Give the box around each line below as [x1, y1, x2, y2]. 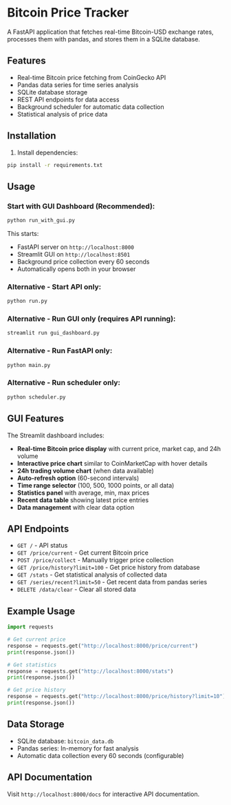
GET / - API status [16, 541, 68, 550]
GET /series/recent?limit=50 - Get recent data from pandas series [16, 578, 208, 586]
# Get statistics [7, 661, 57, 668]
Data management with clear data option [16, 503, 135, 511]
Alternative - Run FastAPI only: [7, 346, 113, 356]
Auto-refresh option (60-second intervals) [16, 474, 140, 482]
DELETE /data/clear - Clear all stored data [16, 585, 136, 594]
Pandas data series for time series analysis [16, 81, 139, 89]
